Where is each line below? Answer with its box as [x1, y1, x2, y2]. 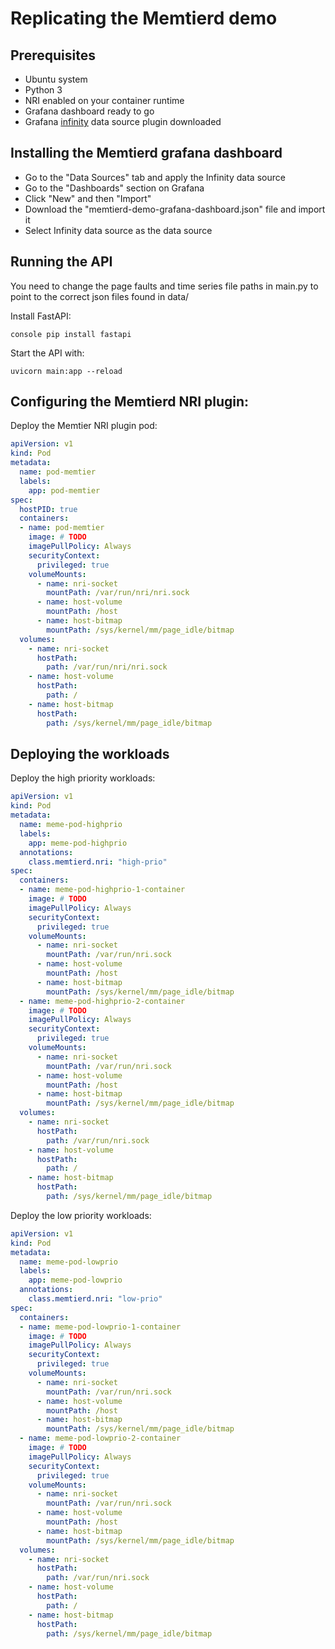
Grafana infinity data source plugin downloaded [24, 116, 222, 127]
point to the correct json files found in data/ [10, 290, 190, 302]
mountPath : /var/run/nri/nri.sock [46, 588, 190, 598]
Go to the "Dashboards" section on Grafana [24, 182, 205, 194]
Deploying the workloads [10, 745, 170, 762]
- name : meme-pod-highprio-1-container [19, 885, 186, 895]
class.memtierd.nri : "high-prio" [28, 857, 168, 867]
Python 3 [24, 84, 63, 96]
